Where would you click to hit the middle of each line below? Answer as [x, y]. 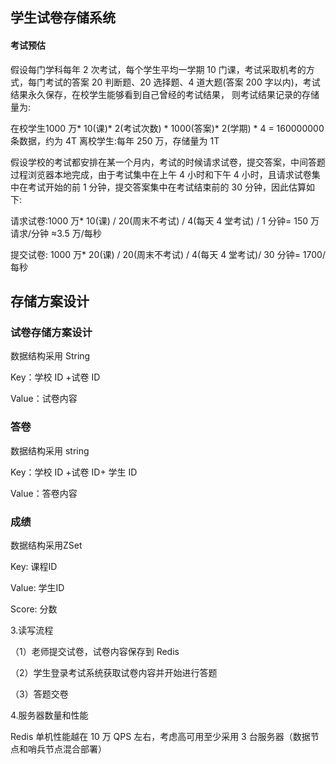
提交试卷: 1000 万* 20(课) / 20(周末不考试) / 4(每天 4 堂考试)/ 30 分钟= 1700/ [168, 254]
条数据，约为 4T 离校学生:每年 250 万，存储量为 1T [115, 140]
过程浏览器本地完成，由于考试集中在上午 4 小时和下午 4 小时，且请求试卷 [161, 174]
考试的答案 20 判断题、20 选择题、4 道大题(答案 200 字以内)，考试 [182, 82]
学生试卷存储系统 [63, 18]
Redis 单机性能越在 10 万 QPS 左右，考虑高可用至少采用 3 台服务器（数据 [160, 736]
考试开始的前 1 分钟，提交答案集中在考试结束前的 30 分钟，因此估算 [167, 187]
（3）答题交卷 [39, 694]
